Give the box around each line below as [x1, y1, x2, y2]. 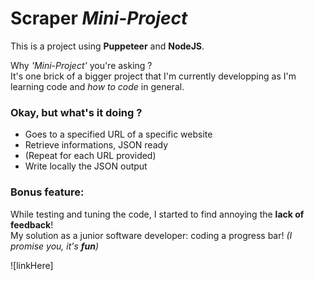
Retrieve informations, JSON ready [24, 139, 169, 151]
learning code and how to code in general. [10, 80, 185, 92]
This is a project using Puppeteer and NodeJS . [10, 40, 205, 52]
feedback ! [10, 218, 54, 231]
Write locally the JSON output [24, 160, 148, 172]
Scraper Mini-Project [10, 7, 188, 30]
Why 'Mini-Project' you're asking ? [10, 59, 153, 71]
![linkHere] [10, 259, 54, 271]
